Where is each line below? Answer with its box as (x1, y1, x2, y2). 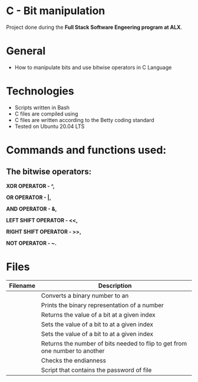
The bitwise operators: (6, 167, 92, 177)
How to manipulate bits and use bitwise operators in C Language (14, 64, 172, 71)
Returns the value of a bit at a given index (41, 311, 156, 319)
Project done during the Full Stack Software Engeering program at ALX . (6, 24, 183, 31)
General (6, 44, 46, 58)
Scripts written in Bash (14, 104, 70, 111)
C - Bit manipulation (6, 4, 105, 18)
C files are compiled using (14, 110, 78, 117)
